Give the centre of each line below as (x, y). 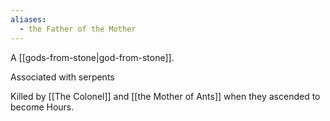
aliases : (28, 19)
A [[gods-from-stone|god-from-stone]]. (92, 57)
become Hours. (42, 107)
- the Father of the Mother (78, 29)
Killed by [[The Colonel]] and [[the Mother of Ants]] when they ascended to (165, 96)
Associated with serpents (62, 77)
